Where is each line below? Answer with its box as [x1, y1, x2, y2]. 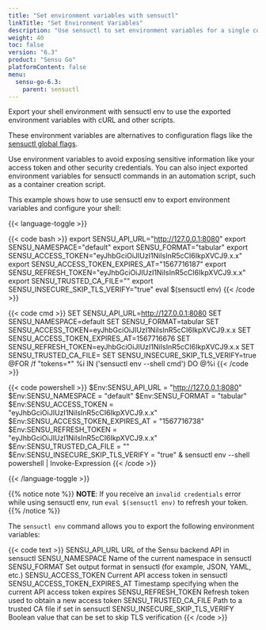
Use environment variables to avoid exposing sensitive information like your [8, 155, 255, 164]
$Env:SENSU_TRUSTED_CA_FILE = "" [8, 441, 130, 452]
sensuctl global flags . [8, 139, 78, 149]
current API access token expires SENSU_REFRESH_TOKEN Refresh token [8, 587, 249, 597]
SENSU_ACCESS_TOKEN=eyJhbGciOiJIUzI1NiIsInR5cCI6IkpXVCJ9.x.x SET [8, 326, 252, 335]
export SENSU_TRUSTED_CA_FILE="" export [8, 277, 154, 286]
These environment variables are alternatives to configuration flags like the [8, 131, 253, 140]
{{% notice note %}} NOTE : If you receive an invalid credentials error [8, 489, 241, 499]
